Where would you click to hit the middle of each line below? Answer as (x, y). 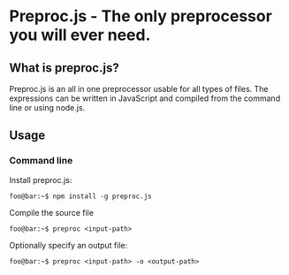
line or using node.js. (47, 107)
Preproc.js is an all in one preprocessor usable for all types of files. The (139, 89)
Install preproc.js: (41, 180)
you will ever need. (80, 35)
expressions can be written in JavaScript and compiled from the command (145, 98)
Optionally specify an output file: (68, 245)
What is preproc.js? (64, 68)
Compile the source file (52, 212)
